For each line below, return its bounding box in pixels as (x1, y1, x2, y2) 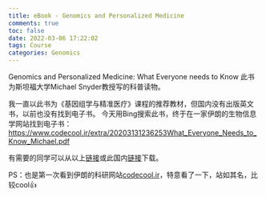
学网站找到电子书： (8, 119, 72, 128)
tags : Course (8, 42, 52, 50)
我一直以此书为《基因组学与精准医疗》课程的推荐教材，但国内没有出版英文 (8, 99, 254, 108)
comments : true (8, 19, 59, 27)
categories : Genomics (8, 49, 81, 57)
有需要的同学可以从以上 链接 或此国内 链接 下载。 (8, 153, 163, 163)
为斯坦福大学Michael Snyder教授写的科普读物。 (8, 82, 166, 91)
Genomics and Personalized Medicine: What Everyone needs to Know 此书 (8, 72, 255, 81)
